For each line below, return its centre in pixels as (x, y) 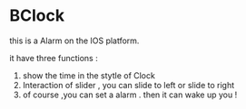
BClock (37, 16)
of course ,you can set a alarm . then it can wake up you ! (130, 95)
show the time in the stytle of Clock (89, 75)
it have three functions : (54, 58)
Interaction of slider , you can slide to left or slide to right (128, 85)
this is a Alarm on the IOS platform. (74, 41)
